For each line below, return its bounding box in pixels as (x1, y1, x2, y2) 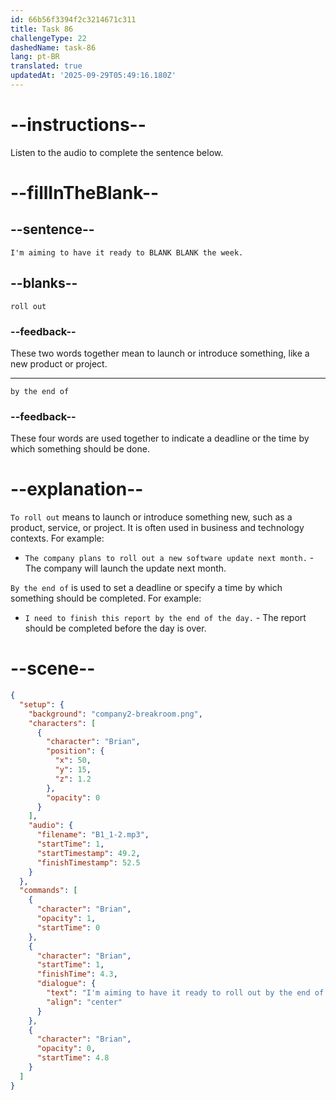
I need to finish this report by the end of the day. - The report (24, 612, 307, 624)
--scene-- (10, 657, 96, 680)
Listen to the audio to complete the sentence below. (10, 146, 224, 158)
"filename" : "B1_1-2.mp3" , (36, 830, 150, 840)
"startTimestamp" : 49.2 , (36, 848, 141, 858)
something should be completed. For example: (10, 592, 202, 605)
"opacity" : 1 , (36, 914, 97, 924)
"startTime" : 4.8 (36, 1053, 110, 1063)
